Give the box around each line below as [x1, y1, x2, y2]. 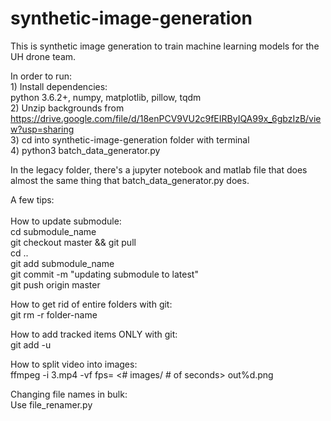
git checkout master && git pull [10, 236, 137, 248]
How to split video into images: [10, 358, 138, 370]
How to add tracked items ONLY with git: [10, 328, 178, 340]
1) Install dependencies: [10, 80, 108, 92]
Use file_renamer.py [10, 398, 93, 411]
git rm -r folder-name [10, 308, 98, 321]
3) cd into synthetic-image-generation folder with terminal [10, 133, 250, 146]
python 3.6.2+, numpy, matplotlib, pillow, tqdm [10, 91, 202, 103]
